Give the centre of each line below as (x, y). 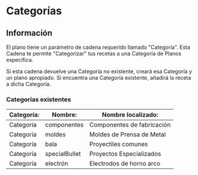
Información (29, 33)
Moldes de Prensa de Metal (128, 135)
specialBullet (63, 154)
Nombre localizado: (130, 115)
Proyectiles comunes (119, 144)
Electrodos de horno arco (125, 164)
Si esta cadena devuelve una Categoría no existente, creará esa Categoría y (99, 71)
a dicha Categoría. (29, 84)
